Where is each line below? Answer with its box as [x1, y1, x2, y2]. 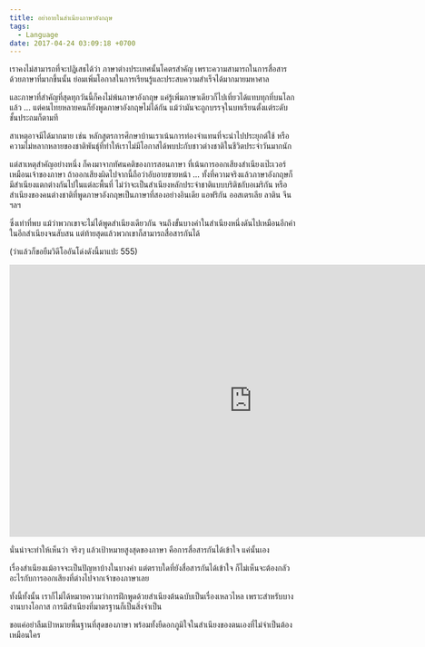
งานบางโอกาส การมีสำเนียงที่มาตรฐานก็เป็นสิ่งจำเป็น [9, 601, 162, 613]
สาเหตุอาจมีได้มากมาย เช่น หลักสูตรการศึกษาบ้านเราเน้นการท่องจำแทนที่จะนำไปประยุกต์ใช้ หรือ [9, 131, 290, 142]
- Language [17, 30, 59, 39]
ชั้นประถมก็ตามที [9, 113, 59, 123]
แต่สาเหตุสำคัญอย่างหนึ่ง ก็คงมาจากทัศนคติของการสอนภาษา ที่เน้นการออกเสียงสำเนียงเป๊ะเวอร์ [9, 159, 287, 170]
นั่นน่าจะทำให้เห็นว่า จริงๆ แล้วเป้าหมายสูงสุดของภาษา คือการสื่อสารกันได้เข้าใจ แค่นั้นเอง [9, 544, 270, 555]
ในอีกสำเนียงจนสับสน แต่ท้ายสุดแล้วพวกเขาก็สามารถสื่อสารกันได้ [9, 228, 201, 239]
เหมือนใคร [9, 630, 41, 641]
